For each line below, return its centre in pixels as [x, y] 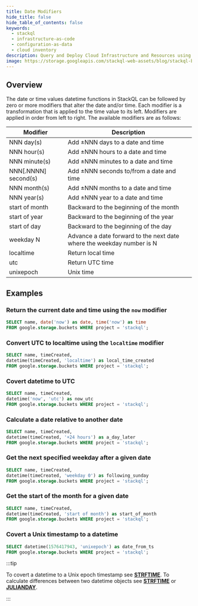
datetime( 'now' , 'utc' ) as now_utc [50, 399]
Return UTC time [90, 263]
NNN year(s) [27, 198]
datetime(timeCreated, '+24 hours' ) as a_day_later [71, 437]
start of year [26, 217]
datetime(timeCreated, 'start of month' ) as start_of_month [82, 514]
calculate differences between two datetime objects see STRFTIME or [91, 581]
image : [14, 61]
